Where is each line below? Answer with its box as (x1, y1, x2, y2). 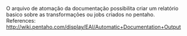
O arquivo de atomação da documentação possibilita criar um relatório (6, 5, 179, 12)
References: (6, 17, 36, 24)
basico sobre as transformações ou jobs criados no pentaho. (6, 11, 156, 18)
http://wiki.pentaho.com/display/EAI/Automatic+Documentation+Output (6, 23, 181, 30)
